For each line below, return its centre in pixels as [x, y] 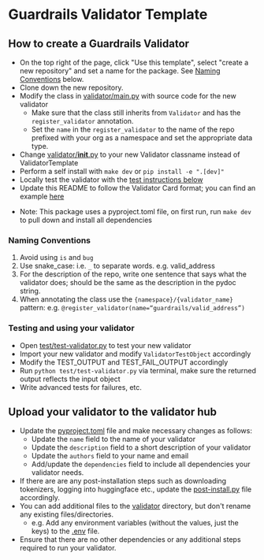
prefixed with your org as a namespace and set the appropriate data [142, 138]
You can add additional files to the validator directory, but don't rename [135, 506]
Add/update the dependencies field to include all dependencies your [141, 464]
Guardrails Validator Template [108, 15]
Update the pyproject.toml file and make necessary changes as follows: [136, 431]
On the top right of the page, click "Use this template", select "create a [134, 62]
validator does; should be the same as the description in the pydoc [128, 283]
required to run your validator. [68, 548]
